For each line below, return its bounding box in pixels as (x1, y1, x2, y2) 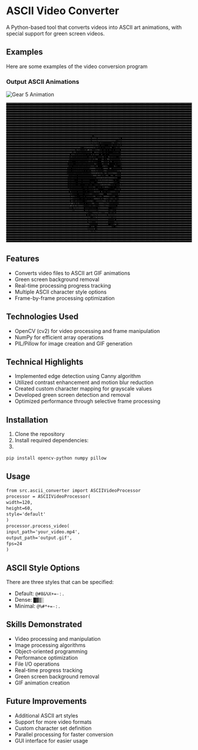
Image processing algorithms (14, 641, 86, 648)
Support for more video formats (14, 718, 92, 725)
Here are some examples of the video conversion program (6, 63, 148, 70)
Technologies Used (6, 312, 78, 322)
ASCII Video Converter (6, 4, 120, 18)
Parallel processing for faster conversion (14, 731, 114, 738)
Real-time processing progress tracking (14, 282, 111, 289)
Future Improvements (6, 696, 87, 706)
